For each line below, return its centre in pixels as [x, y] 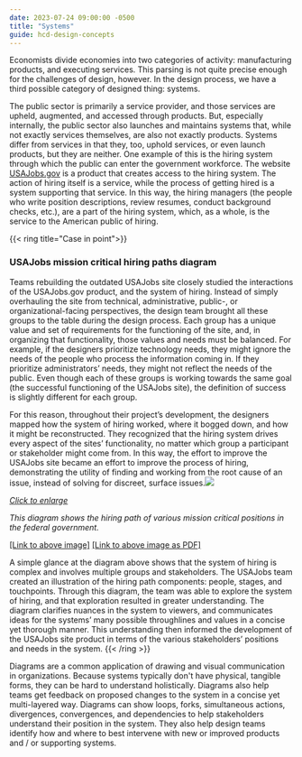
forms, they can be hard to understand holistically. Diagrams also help [139, 685]
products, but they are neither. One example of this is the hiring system [141, 154]
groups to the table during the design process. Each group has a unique [143, 320]
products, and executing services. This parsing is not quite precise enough [148, 69]
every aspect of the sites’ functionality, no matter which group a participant [149, 443]
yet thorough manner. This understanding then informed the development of [151, 629]
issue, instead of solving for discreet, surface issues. [107, 483]
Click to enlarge [39, 500]
